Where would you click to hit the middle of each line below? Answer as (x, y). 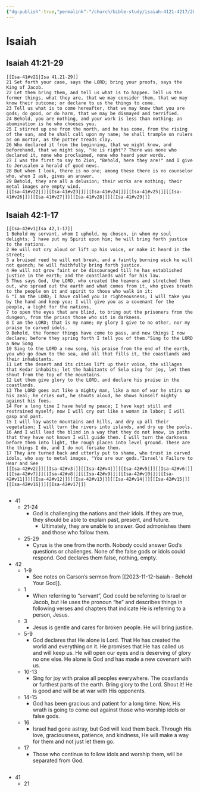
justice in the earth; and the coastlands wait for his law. (84, 276)
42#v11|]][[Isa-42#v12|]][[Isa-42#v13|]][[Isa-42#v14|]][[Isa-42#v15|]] (98, 479)
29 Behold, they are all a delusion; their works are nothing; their (94, 181)
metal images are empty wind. (44, 186)
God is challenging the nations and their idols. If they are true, (108, 513)
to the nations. (26, 245)
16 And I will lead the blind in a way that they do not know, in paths (98, 432)
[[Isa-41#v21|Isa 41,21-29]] (42, 77)
